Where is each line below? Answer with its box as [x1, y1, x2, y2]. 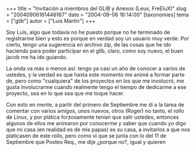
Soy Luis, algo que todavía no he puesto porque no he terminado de [6, 29, 170, 36]
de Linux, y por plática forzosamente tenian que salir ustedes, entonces [6, 114, 179, 121]
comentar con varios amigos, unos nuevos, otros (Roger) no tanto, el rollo [6, 108, 184, 114]
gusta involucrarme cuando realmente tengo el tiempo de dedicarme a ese [6, 84, 187, 90]
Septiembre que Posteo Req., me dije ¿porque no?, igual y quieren [6, 139, 166, 145]
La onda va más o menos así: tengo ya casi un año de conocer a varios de [6, 65, 186, 72]
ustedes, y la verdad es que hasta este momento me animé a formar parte [6, 71, 185, 78]
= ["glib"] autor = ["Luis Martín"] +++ [6, 18, 96, 24]
